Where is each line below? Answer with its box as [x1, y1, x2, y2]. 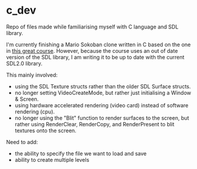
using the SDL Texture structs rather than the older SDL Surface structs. [14, 82, 191, 90]
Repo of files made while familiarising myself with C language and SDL [6, 23, 179, 30]
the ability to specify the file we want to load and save [14, 149, 147, 157]
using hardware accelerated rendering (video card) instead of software [14, 101, 189, 109]
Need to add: [6, 138, 39, 145]
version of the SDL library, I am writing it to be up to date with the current [6, 53, 185, 60]
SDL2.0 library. [6, 60, 43, 67]
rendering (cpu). [14, 108, 55, 115]
